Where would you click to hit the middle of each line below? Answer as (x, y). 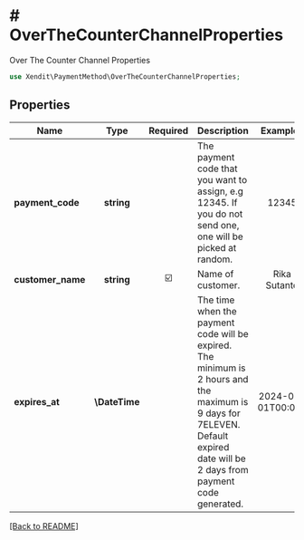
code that (218, 169)
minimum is (222, 368)
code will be (223, 333)
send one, (218, 225)
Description (223, 130)
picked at (217, 247)
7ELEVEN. (219, 424)
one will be (221, 236)
